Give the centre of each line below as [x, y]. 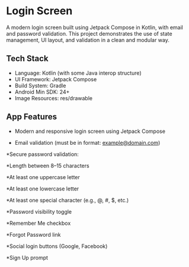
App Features [32, 117]
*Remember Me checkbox [39, 223]
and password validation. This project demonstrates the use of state [89, 33]
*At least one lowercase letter [43, 189]
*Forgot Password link [33, 234]
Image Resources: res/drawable [54, 98]
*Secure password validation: [42, 154]
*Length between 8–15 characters [48, 166]
